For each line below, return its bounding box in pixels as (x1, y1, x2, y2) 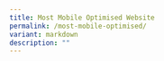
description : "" (9, 38, 70, 48)
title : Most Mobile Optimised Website (9, 13, 155, 22)
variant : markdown (9, 30, 78, 39)
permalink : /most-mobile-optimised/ (9, 22, 147, 30)
